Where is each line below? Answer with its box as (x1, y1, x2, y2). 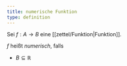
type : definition (7, 14, 51, 20)
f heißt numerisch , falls (7, 42, 64, 49)
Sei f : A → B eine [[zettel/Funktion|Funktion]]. (7, 30, 122, 37)
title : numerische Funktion (7, 8, 78, 15)
